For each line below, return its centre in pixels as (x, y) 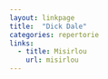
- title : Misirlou (53, 52)
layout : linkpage (42, 18)
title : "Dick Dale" (49, 26)
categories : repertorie (54, 35)
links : (22, 43)
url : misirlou (52, 60)
